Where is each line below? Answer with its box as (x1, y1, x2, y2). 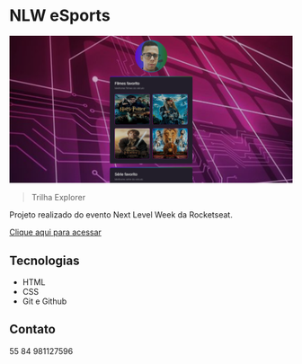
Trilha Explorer (31, 192, 86, 203)
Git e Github (22, 296, 67, 306)
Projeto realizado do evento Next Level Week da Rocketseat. (9, 209, 234, 220)
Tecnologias (9, 253, 80, 268)
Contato (9, 322, 56, 337)
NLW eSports (9, 5, 111, 26)
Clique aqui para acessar (9, 226, 102, 238)
